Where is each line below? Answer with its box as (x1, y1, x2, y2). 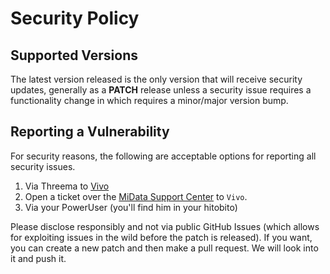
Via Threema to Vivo (24, 180, 110, 192)
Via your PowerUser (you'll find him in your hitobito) (24, 201, 238, 213)
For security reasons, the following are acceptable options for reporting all (10, 150, 317, 162)
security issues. (10, 160, 76, 172)
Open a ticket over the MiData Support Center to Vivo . (24, 190, 248, 202)
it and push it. (10, 252, 67, 264)
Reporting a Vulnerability (10, 123, 170, 141)
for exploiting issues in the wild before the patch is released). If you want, (10, 231, 313, 243)
